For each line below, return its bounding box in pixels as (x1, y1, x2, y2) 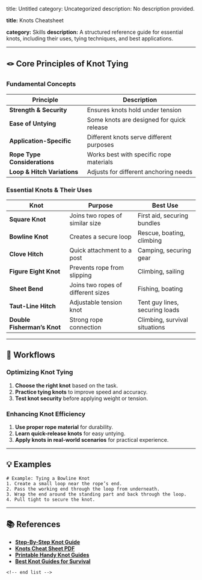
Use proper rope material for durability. (14, 423, 113, 430)
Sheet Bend (9, 284, 43, 293)
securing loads (137, 305, 180, 314)
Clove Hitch (9, 250, 44, 258)
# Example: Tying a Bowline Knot (6, 475, 90, 482)
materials (87, 158, 113, 166)
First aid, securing (137, 211, 188, 220)
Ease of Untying (9, 119, 57, 127)
